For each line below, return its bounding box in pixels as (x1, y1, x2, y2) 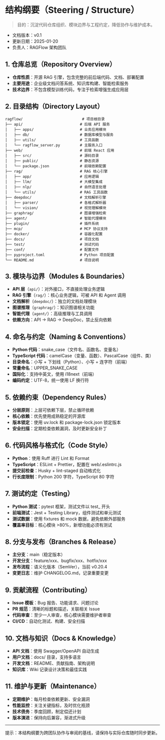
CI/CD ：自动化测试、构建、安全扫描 (12, 618, 85, 624)
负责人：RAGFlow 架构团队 (12, 44, 67, 50)
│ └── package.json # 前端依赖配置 (5, 163, 107, 169)
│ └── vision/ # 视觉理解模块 (5, 205, 107, 210)
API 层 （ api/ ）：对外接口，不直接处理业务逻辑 (12, 286, 105, 292)
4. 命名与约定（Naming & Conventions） (5, 332, 130, 341)
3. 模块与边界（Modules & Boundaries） (5, 272, 129, 280)
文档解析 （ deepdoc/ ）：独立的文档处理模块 (12, 298, 97, 304)
